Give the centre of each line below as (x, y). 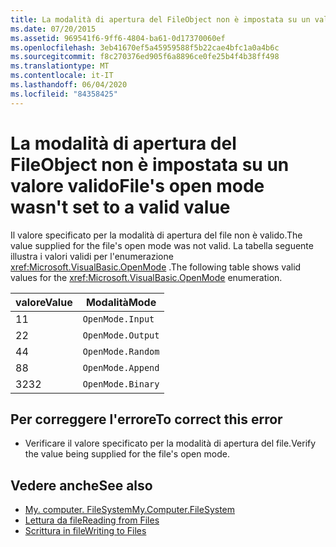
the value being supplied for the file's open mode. (127, 454)
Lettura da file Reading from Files (92, 520)
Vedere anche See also (81, 485)
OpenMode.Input (118, 319)
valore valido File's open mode (137, 185)
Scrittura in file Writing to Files (85, 531)
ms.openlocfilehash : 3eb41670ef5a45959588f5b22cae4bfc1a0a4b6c (145, 47)
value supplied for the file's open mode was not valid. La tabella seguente (162, 245)
